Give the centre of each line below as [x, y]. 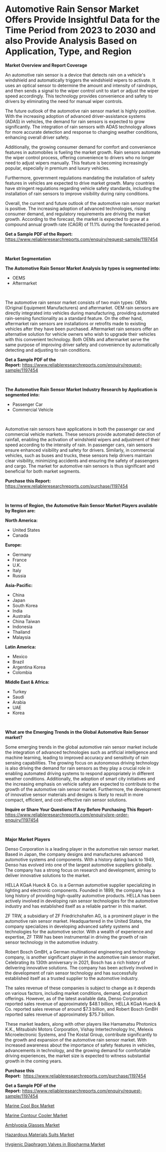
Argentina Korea [29, 667]
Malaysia [21, 637]
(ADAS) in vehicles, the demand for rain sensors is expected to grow [75, 121]
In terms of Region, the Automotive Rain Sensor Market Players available [81, 505]
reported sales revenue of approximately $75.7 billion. [60, 1014]
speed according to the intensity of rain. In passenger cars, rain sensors [79, 445]
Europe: [14, 545]
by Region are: [20, 510]
